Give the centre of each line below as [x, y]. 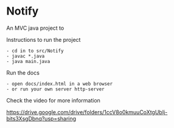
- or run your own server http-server [55, 89]
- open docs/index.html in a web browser [60, 84]
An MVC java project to [35, 28]
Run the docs [23, 72]
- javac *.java [26, 56]
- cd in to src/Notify [35, 51]
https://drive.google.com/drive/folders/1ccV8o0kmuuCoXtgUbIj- [87, 112]
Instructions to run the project [43, 39]
